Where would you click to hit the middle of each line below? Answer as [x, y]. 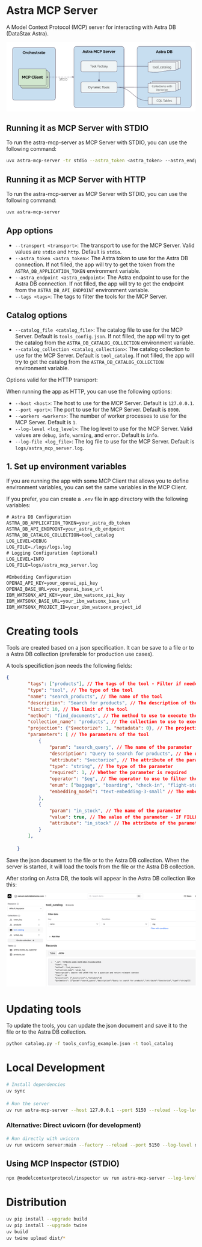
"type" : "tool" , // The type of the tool [81, 691]
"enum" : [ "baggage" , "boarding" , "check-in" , [107, 785]
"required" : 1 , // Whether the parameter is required [118, 773]
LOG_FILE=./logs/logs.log [38, 547]
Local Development [56, 1068]
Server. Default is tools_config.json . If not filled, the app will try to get [103, 336]
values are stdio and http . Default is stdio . [68, 252]
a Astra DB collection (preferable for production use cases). [80, 654]
